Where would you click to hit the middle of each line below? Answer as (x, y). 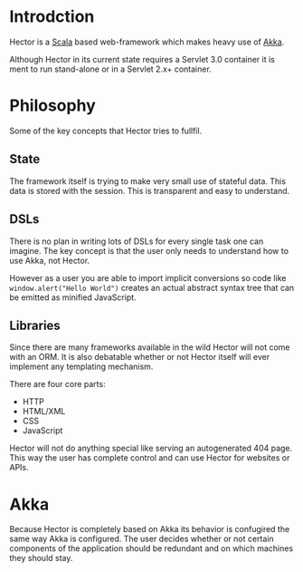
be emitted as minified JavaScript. (73, 297)
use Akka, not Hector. (50, 260)
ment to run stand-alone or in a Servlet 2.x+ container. (111, 69)
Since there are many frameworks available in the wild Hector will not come (150, 347)
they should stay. (41, 558)
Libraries (35, 325)
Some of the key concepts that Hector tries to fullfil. (106, 131)
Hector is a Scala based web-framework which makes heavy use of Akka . (147, 42)
